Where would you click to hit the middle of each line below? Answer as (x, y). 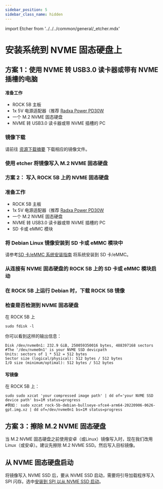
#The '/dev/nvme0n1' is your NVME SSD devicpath (56, 350)
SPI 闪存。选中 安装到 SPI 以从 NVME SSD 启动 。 (54, 481)
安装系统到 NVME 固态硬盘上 (64, 50)
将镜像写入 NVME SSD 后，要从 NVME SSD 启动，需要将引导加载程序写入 (80, 475)
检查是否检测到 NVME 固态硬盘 (42, 305)
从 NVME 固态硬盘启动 (39, 462)
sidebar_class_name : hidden (34, 14)
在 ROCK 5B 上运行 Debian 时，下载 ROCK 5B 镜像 (65, 291)
